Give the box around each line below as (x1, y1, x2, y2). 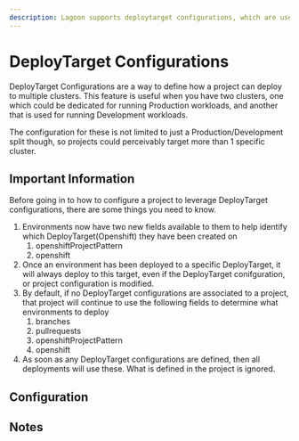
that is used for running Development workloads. (9, 109, 189, 120)
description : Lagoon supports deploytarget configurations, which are (9, 12, 277, 22)
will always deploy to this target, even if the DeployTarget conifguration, (21, 269, 286, 280)
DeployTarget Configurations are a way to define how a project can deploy (9, 81, 283, 92)
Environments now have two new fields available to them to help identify (21, 222, 287, 233)
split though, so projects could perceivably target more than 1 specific (9, 135, 265, 147)
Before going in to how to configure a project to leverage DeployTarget (9, 195, 269, 206)
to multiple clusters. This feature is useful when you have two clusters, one (9, 90, 284, 101)
